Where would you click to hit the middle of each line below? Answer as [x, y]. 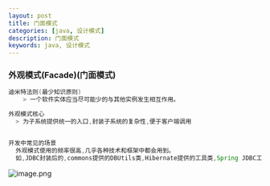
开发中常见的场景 [33, 143]
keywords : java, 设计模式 [49, 46]
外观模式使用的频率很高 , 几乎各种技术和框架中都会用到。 [95, 150]
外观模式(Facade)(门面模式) [62, 75]
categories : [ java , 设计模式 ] [56, 30]
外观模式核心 [27, 114]
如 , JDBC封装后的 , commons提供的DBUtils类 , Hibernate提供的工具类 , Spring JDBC [136, 158]
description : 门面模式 [44, 38]
